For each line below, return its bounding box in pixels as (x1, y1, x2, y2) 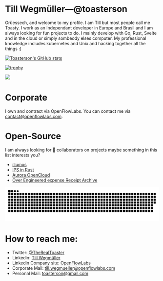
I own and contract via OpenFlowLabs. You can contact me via (5, 108, 131, 114)
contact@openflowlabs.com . (5, 113, 63, 119)
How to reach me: (5, 233, 78, 244)
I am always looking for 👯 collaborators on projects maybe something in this (5, 147, 158, 153)
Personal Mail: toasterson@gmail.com (12, 270, 89, 276)
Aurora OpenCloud (12, 172, 50, 178)
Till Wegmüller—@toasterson (5, 3, 128, 15)
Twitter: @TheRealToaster (12, 249, 65, 255)
